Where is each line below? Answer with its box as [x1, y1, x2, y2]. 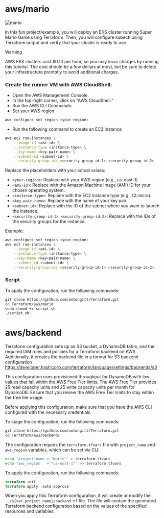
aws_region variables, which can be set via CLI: [5, 447, 100, 453]
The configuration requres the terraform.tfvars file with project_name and [5, 442, 155, 447]
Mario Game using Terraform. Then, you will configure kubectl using [5, 34, 143, 40]
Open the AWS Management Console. [12, 92, 89, 99]
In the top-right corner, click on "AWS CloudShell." [12, 98, 114, 103]
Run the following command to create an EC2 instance [12, 126, 122, 132]
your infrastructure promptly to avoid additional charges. [5, 69, 119, 74]
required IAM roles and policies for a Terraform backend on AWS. [5, 349, 137, 355]
